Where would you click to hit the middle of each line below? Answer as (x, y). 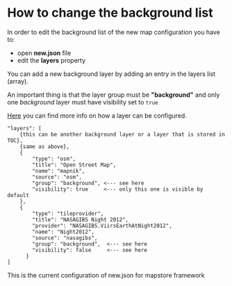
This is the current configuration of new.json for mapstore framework (106, 275)
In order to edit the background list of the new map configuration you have (114, 32)
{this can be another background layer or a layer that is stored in (123, 134)
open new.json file (44, 53)
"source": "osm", (57, 177)
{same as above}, (45, 146)
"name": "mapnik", (59, 171)
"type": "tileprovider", (68, 214)
